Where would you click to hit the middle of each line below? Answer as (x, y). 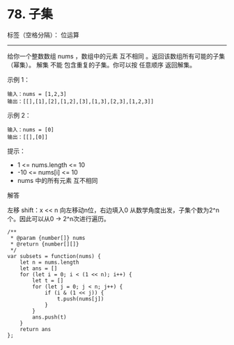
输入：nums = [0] (31, 129)
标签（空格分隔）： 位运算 (43, 35)
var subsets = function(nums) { (54, 256)
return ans (36, 329)
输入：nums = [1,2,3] (37, 94)
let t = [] (48, 280)
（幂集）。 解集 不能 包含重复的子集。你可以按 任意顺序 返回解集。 (102, 65)
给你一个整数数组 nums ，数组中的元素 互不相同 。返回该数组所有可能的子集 (116, 56)
